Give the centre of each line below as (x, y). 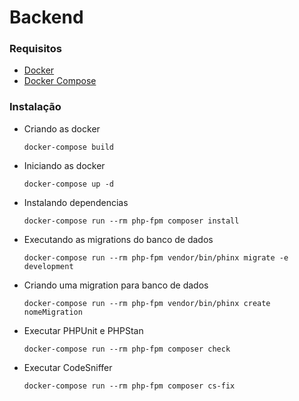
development (48, 266)
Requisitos (35, 49)
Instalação (35, 107)
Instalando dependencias (76, 202)
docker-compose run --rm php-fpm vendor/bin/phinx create (147, 303)
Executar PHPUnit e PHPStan (83, 330)
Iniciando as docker (64, 165)
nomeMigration (53, 312)
